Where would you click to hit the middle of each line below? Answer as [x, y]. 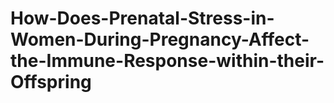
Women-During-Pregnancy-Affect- [160, 39]
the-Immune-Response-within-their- [167, 61]
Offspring [51, 82]
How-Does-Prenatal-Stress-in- [142, 18]
